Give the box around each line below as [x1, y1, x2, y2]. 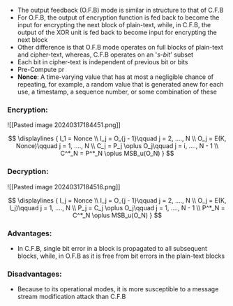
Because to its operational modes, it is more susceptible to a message [17, 285, 219, 293]
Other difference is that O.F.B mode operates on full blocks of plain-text [17, 43, 223, 51]
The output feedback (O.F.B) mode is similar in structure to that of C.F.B [17, 6, 224, 14]
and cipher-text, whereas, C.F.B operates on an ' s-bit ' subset [17, 50, 194, 59]
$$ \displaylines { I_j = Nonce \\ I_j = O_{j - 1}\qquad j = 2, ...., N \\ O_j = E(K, [8, 196, 227, 205]
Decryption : [7, 167, 49, 177]
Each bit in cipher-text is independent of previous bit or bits [17, 58, 188, 66]
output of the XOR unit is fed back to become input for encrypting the [17, 28, 218, 36]
